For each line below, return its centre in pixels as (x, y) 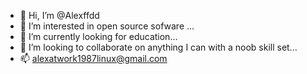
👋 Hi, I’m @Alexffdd (59, 15)
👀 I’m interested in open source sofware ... (107, 26)
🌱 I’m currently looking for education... (98, 36)
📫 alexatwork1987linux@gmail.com (93, 58)
